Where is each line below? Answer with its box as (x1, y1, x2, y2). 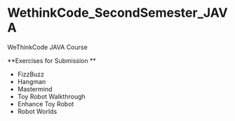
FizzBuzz (17, 70, 44, 78)
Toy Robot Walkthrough (17, 92, 86, 101)
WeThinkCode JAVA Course (7, 43, 88, 51)
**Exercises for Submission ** (7, 56, 96, 64)
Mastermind (17, 85, 53, 93)
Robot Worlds (17, 107, 58, 115)
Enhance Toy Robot (17, 99, 74, 108)
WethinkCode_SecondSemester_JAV (7, 5, 228, 21)
